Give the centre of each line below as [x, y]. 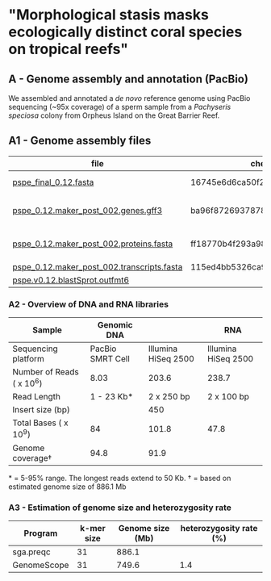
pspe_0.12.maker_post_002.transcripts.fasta [98, 266]
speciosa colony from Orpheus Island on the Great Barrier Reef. [114, 115]
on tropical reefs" [69, 49]
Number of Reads [46, 372]
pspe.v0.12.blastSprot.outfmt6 [71, 280]
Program [41, 533]
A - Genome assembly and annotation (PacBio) [128, 79]
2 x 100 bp [228, 397]
